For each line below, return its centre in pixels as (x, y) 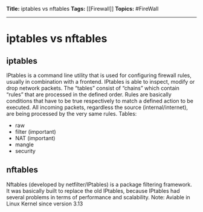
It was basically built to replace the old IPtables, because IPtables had (93, 191)
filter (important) (35, 132)
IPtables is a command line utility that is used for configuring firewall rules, (99, 75)
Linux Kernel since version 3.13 (45, 204)
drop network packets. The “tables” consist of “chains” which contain (93, 88)
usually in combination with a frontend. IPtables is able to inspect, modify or (101, 82)
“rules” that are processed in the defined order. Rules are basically (89, 95)
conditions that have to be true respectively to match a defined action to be (100, 101)
